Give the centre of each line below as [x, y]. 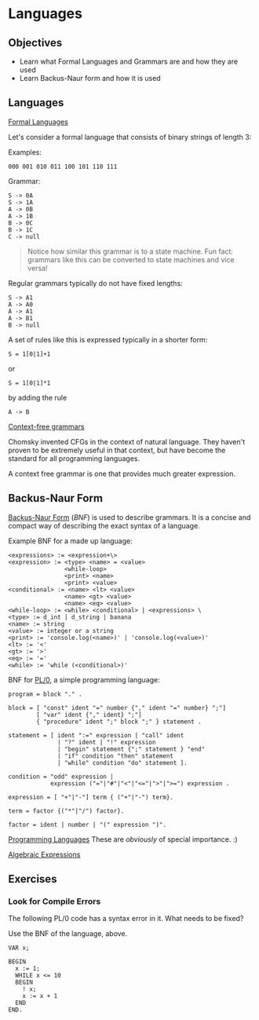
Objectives [35, 43]
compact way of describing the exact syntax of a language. [104, 525]
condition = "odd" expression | [61, 777]
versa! [38, 268]
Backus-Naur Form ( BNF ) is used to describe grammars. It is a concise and [129, 517]
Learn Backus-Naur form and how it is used [90, 78]
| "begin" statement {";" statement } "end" [131, 749]
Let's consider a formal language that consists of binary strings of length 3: [130, 137]
